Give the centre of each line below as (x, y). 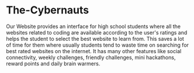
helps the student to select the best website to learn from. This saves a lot (95, 39)
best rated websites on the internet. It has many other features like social (94, 51)
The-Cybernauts (48, 10)
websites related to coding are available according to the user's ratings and (97, 32)
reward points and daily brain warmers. (53, 63)
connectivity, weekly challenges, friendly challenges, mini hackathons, (91, 57)
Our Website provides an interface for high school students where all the (93, 26)
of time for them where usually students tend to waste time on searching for (97, 45)
